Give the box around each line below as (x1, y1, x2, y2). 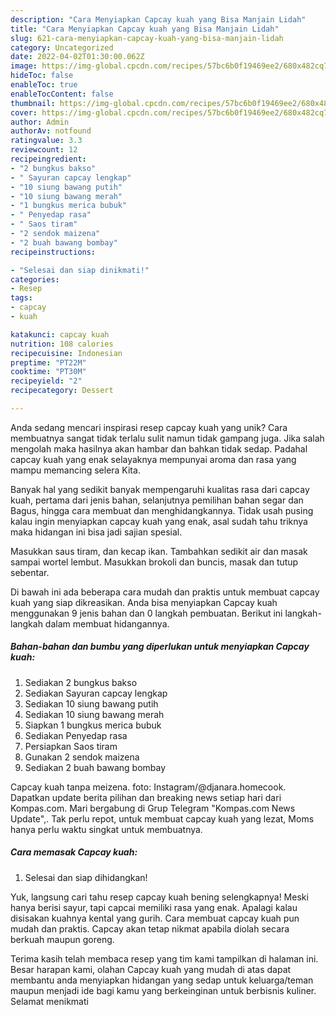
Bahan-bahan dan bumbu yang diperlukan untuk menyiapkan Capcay (10, 641, 310, 653)
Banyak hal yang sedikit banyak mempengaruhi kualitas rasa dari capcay (10, 483, 310, 495)
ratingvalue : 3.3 (10, 136, 83, 146)
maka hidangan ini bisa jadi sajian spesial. (10, 526, 183, 538)
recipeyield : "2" (10, 376, 83, 386)
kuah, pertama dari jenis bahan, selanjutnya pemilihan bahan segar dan (10, 494, 304, 506)
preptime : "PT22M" (10, 357, 87, 368)
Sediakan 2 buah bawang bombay (24, 761, 167, 773)
